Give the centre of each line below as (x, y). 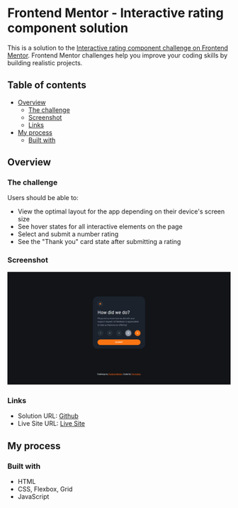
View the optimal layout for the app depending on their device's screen (121, 211)
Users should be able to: (43, 198)
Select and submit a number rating (68, 234)
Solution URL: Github (48, 416)
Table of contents (47, 85)
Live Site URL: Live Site (51, 424)
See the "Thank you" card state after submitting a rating (99, 242)
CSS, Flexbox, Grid (45, 489)
